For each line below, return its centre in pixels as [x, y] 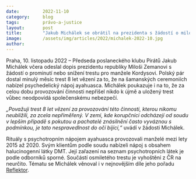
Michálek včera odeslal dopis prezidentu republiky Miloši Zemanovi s [89, 66]
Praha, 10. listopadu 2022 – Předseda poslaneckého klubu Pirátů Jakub [91, 60]
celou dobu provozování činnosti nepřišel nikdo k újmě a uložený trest [90, 92]
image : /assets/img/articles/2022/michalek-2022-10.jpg [85, 38]
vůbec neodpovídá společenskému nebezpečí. [62, 97]
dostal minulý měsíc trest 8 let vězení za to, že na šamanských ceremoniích [97, 79]
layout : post [30, 28]
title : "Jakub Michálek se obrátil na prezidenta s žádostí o [92, 33]
